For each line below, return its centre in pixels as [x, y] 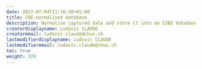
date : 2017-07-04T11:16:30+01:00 [48, 12]
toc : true [19, 51]
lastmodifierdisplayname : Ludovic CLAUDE [59, 40]
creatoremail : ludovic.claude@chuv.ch [55, 34]
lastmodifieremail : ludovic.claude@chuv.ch [62, 46]
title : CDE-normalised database [47, 17]
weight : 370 [21, 56]
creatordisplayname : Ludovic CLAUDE [52, 28]
